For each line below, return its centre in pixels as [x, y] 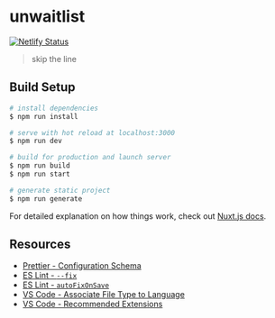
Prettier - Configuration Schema [82, 266]
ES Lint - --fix [50, 276]
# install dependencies [54, 108]
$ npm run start [40, 174]
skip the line [54, 59]
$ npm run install [44, 116]
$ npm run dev [36, 141]
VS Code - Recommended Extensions [92, 304]
